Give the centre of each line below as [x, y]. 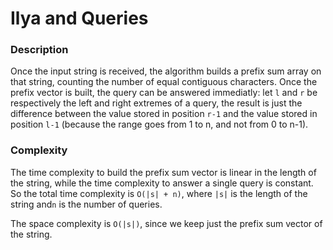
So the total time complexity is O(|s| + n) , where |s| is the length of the [159, 193]
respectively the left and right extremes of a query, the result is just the [156, 103]
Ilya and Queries [79, 18]
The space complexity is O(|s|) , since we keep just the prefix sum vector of [166, 223]
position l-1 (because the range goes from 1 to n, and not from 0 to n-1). [159, 124]
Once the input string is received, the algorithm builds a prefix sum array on [166, 71]
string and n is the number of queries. [86, 204]
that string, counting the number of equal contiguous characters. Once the [164, 82]
